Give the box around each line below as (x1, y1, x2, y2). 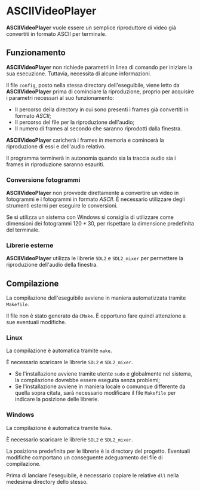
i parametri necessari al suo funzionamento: (6, 94, 115, 101)
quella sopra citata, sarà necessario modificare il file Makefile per (14, 389, 176, 397)
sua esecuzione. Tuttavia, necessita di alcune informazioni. (6, 70, 152, 77)
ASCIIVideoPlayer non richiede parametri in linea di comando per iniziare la (6, 63, 193, 71)
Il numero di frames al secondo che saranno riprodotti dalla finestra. (14, 124, 182, 132)
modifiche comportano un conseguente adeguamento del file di (6, 453, 163, 461)
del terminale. (6, 226, 40, 234)
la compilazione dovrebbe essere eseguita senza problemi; (14, 377, 160, 384)
